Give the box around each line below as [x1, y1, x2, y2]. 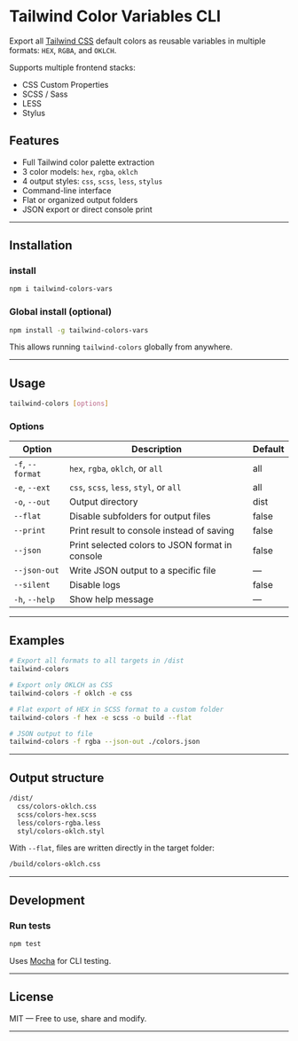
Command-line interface [21, 184, 112, 196]
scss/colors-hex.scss [17, 810, 98, 819]
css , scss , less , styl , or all [69, 481, 182, 494]
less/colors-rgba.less [17, 818, 101, 827]
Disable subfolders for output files [69, 510, 211, 522]
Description [131, 443, 183, 456]
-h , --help [13, 593, 56, 606]
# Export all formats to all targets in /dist [9, 656, 184, 666]
